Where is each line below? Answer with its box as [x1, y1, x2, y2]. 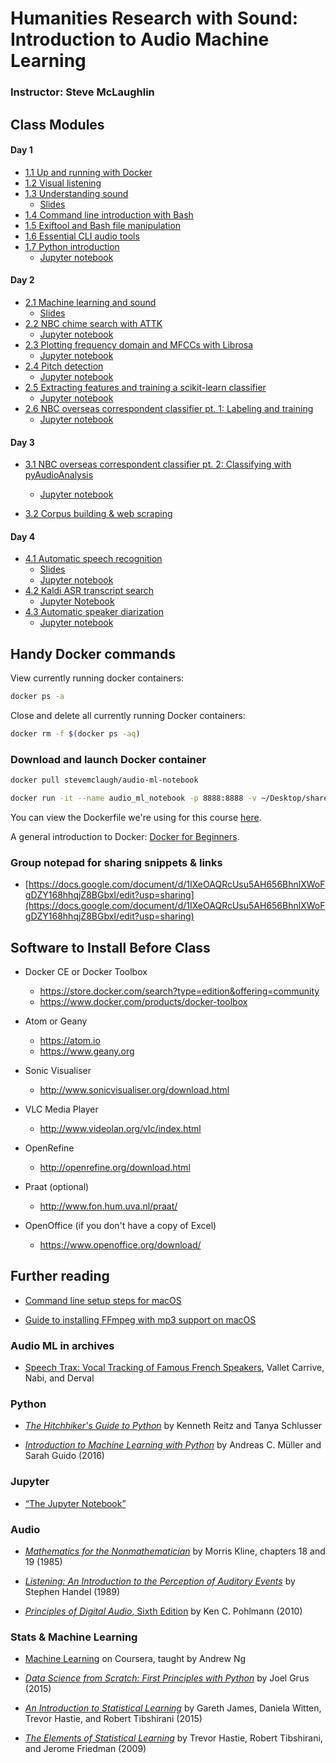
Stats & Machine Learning [10, 1630, 138, 1644]
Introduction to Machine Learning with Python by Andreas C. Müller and [24, 1439, 322, 1451]
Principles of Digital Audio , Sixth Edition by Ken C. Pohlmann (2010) [24, 1605, 303, 1617]
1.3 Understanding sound [24, 187, 129, 199]
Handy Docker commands [10, 645, 176, 662]
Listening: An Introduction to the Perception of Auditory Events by [24, 1575, 296, 1587]
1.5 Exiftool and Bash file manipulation [24, 219, 182, 231]
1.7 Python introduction [24, 240, 120, 252]
